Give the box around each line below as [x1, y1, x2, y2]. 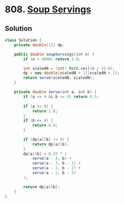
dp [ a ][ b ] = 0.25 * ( [23, 151, 67, 156]
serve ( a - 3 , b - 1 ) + [32, 161, 81, 166]
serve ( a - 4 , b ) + [32, 156, 72, 161]
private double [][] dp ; [14, 42, 65, 47]
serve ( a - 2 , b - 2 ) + [32, 165, 81, 171]
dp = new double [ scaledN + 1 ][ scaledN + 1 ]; [23, 70, 120, 76]
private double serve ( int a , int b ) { [14, 89, 97, 95]
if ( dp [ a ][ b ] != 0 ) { [23, 137, 70, 142]
